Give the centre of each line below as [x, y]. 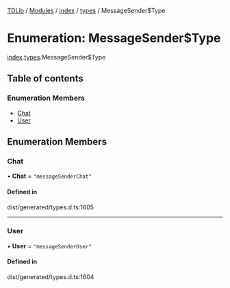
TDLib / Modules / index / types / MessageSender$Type [86, 11]
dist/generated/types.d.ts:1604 [51, 277]
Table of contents [45, 79]
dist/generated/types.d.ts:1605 [51, 207]
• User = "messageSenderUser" [50, 246]
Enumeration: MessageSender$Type [114, 38]
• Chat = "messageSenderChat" [50, 176]
